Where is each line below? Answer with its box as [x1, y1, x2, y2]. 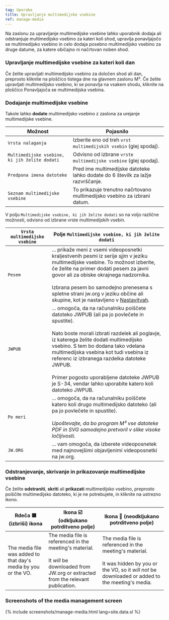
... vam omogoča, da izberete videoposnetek [52, 440, 157, 447]
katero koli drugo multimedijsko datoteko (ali [52, 401, 157, 408]
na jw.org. [52, 453, 75, 460]
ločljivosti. [52, 432, 75, 439]
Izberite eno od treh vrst [72, 136, 131, 143]
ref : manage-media [5, 17, 44, 22]
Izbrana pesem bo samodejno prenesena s [52, 284, 152, 291]
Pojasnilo [106, 128, 129, 135]
